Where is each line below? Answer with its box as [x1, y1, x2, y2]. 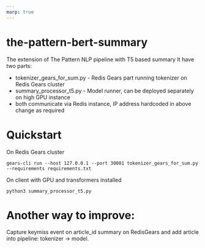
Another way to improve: [6, 208, 135, 222]
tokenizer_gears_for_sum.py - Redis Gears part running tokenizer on [15, 74, 188, 81]
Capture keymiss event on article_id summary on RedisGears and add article [6, 228, 199, 236]
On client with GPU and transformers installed [6, 176, 122, 184]
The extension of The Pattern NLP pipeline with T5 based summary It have [6, 56, 195, 63]
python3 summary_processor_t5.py [6, 188, 92, 194]
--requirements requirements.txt [6, 165, 92, 171]
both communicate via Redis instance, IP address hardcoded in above [15, 100, 192, 107]
